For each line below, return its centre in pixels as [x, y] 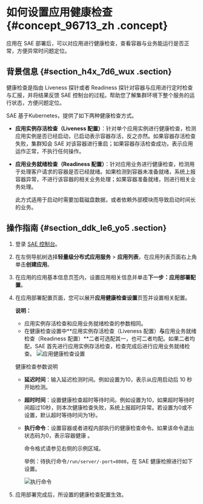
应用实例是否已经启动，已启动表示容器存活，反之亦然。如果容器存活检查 [105, 136]
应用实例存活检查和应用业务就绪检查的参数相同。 [85, 323]
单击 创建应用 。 [34, 264]
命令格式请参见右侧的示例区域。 [64, 448]
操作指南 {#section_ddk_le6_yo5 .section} [86, 228]
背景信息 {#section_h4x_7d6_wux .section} [89, 72]
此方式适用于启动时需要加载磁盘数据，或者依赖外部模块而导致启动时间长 [105, 199]
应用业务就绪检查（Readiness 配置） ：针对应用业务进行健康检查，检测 [102, 164]
